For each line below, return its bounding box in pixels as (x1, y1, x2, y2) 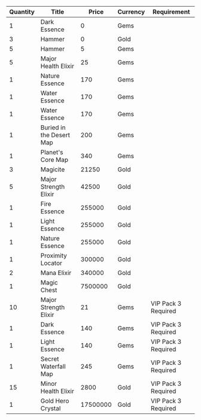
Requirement (152, 8, 190, 16)
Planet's (40, 148, 64, 156)
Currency (117, 8, 145, 16)
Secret (40, 355, 59, 363)
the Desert (40, 131, 71, 139)
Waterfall (40, 362, 66, 370)
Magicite (40, 165, 65, 173)
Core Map (40, 156, 69, 164)
